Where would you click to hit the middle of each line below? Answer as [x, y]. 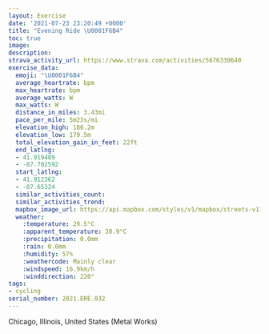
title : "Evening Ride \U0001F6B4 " [66, 30]
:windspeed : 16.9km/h [58, 269]
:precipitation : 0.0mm [60, 239]
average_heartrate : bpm [55, 82]
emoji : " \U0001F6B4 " [50, 75]
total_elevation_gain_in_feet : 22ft [76, 142]
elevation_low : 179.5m [53, 135]
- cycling [25, 292]
